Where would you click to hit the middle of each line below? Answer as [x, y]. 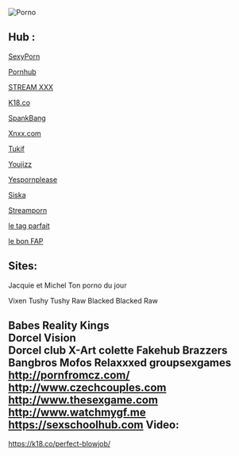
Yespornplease [33, 180]
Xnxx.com [25, 133]
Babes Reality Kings [59, 326]
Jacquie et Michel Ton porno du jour [67, 285]
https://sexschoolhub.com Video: [94, 425]
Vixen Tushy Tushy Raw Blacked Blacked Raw [83, 300]
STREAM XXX [31, 87]
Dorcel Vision [42, 338]
